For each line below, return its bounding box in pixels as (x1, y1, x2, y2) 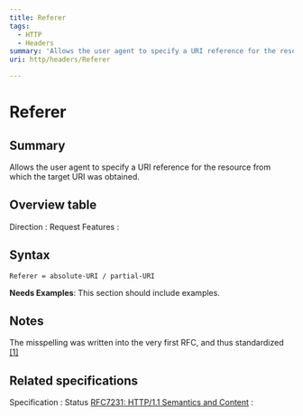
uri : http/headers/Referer (9, 55, 111, 64)
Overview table (9, 198, 97, 213)
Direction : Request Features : (9, 221, 120, 232)
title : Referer (9, 13, 67, 23)
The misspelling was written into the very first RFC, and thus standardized (9, 337, 284, 348)
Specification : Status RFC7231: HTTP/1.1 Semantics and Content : (9, 397, 254, 408)
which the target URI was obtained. (9, 171, 140, 181)
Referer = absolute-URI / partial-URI (9, 272, 155, 281)
